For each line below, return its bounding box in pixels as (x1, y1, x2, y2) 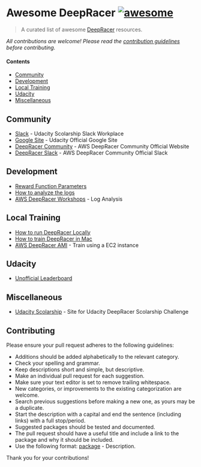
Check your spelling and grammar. (14, 359, 100, 367)
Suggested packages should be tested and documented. (14, 424, 155, 431)
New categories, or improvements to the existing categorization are (14, 385, 182, 392)
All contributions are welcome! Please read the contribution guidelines (6, 37, 180, 44)
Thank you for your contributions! (6, 454, 89, 462)
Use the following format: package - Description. (14, 442, 136, 450)
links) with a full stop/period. (14, 417, 86, 424)
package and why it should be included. (14, 436, 114, 444)
